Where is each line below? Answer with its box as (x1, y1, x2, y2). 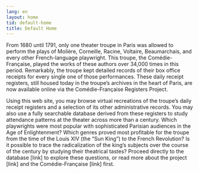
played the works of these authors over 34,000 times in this (33, 61, 179, 68)
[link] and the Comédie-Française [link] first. (6, 161, 115, 168)
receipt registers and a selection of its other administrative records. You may (6, 103, 193, 111)
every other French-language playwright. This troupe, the (6, 54, 147, 61)
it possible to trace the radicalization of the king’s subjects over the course (6, 141, 189, 149)
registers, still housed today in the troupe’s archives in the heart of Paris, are (6, 80, 193, 87)
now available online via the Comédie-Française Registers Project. (6, 86, 168, 93)
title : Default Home (6, 25, 58, 32)
